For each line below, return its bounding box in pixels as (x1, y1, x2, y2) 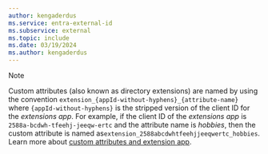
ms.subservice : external (8, 26, 91, 34)
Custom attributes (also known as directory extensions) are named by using (8, 86, 258, 96)
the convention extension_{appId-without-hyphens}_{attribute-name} (8, 95, 238, 104)
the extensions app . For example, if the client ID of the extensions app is (8, 112, 247, 120)
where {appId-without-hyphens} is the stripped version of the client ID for (8, 103, 250, 113)
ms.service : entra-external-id (8, 19, 113, 27)
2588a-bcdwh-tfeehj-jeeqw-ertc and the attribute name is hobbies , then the (8, 120, 256, 129)
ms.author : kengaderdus (8, 49, 88, 57)
